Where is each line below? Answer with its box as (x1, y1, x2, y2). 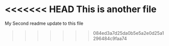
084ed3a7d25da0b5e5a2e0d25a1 (93, 30, 164, 36)
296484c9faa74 (93, 35, 127, 41)
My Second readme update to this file (5, 20, 84, 26)
